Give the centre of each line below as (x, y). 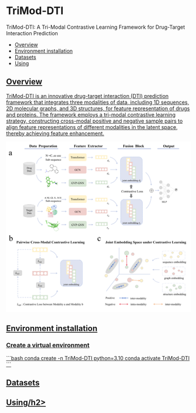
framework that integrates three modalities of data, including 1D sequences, (98, 102)
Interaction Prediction (32, 33)
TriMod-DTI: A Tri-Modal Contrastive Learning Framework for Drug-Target (96, 27)
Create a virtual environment (48, 346)
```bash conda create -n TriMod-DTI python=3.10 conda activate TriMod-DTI (98, 358)
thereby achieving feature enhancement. (55, 133)
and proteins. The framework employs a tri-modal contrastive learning (91, 114)
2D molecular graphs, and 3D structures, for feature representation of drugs (98, 108)
